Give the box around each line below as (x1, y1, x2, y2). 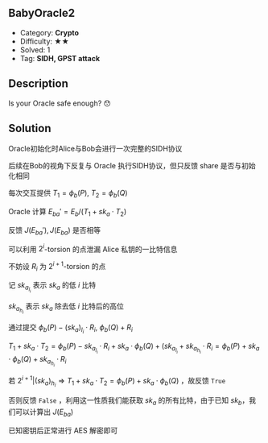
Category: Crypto (19, 27, 79, 37)
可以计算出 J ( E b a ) (14, 407, 74, 418)
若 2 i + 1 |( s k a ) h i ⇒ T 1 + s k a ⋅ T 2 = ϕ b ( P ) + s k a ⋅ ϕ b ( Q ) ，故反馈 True (8, 375, 226, 389)
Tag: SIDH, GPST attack (19, 53, 101, 63)
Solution (8, 122, 52, 135)
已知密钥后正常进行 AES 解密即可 (8, 425, 118, 435)
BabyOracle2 (8, 6, 76, 20)
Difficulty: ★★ (19, 36, 70, 46)
